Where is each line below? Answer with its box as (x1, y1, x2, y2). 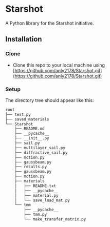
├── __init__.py (14, 136, 50, 141)
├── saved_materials (5, 116, 50, 122)
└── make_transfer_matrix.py (24, 217, 86, 222)
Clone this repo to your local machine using (12, 62, 105, 68)
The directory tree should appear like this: (5, 97, 94, 103)
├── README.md (14, 126, 45, 131)
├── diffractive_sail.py (14, 150, 68, 155)
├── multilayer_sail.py (14, 145, 66, 150)
